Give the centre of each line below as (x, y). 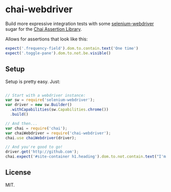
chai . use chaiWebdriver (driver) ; (41, 138)
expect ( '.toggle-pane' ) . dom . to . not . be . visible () (58, 53)
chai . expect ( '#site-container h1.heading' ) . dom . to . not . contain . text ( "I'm (86, 157)
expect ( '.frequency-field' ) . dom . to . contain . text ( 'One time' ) (72, 48)
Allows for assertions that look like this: (47, 39)
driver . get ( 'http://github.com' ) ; (42, 152)
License (18, 173)
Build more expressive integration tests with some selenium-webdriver (80, 24)
